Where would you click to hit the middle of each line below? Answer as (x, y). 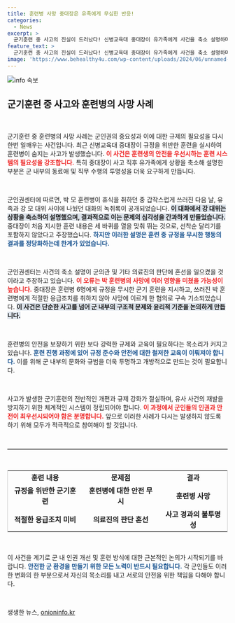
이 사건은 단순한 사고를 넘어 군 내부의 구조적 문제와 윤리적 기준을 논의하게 (115, 307)
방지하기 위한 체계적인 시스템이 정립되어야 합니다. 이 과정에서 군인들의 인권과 (111, 407)
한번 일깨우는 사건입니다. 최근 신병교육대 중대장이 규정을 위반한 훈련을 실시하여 (115, 145)
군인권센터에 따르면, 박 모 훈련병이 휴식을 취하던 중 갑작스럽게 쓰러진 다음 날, (112, 199)
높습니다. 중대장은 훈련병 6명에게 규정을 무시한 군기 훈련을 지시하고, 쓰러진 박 (113, 289)
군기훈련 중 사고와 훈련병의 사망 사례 (80, 105)
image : (17, 59)
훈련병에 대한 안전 (116, 491)
